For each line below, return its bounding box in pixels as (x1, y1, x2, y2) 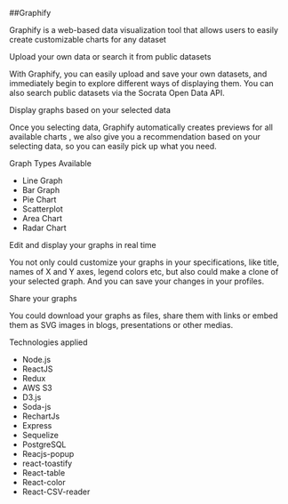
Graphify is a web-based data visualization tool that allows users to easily (9, 25, 278, 35)
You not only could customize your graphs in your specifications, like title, (9, 257, 280, 268)
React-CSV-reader (21, 486, 91, 497)
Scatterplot (21, 204, 64, 214)
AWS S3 (21, 382, 53, 393)
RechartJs (21, 411, 60, 421)
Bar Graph (21, 185, 60, 195)
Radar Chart (21, 222, 67, 233)
